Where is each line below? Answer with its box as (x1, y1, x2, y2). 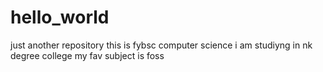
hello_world (10, 6, 110, 29)
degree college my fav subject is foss (10, 49, 165, 61)
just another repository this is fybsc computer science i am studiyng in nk (10, 39, 313, 51)
